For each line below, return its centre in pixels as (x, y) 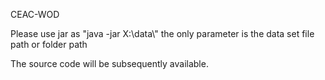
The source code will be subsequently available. (109, 63)
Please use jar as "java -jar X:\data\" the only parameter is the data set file (162, 33)
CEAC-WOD (35, 14)
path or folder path (49, 44)
